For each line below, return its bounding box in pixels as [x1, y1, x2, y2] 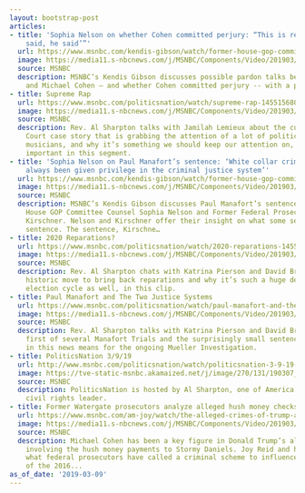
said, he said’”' [25, 38, 92, 48]
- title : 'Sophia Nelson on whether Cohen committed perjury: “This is [9, 30, 286, 39]
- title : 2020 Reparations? [9, 233, 116, 242]
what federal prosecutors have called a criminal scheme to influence [25, 453, 299, 462]
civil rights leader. [25, 394, 107, 403]
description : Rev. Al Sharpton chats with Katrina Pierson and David [17, 267, 286, 277]
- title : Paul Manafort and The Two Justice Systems [9, 292, 213, 301]
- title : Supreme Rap [9, 89, 92, 98]
